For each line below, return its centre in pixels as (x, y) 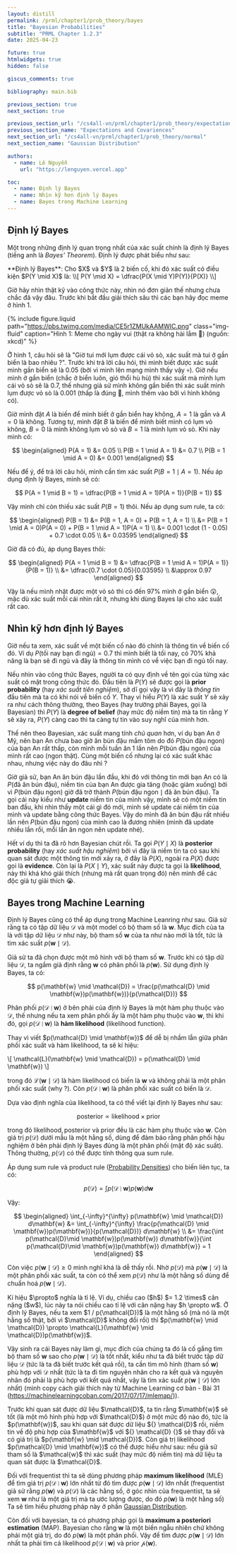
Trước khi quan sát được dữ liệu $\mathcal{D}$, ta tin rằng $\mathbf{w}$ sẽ (117, 1409)
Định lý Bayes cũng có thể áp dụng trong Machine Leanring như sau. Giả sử (117, 920)
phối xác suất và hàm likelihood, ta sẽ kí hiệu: (73, 1045)
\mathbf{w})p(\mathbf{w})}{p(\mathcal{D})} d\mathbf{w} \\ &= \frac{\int (119, 1232)
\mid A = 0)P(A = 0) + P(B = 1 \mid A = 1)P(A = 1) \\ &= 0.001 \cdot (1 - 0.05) (119, 527)
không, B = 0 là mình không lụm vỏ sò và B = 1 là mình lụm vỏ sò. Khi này (114, 429)
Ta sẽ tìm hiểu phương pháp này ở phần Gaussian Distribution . (98, 1507)
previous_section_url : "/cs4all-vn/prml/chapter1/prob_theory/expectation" (121, 124)
